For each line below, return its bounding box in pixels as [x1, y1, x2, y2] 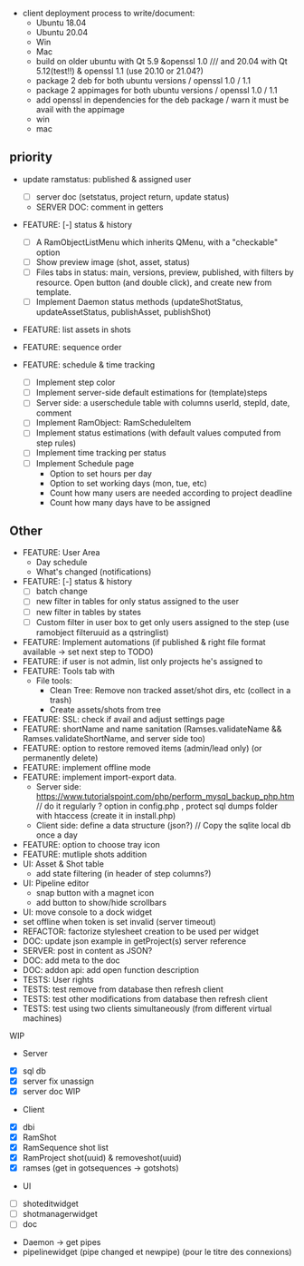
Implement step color [35, 377, 116, 388]
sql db [22, 1065, 47, 1076]
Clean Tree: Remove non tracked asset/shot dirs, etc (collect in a [49, 684, 291, 695]
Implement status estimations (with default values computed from [35, 427, 281, 438]
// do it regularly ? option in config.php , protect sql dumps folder [35, 800, 278, 811]
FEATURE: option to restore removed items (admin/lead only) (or [22, 742, 262, 753]
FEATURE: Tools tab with [22, 665, 115, 676]
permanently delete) [22, 752, 99, 763]
